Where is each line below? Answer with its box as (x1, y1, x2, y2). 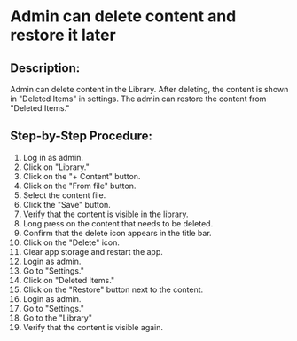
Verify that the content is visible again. (22, 321, 163, 332)
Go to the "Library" (22, 313, 92, 323)
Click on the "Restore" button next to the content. (22, 284, 204, 295)
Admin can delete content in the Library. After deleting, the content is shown (10, 84, 289, 94)
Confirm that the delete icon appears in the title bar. (22, 227, 212, 238)
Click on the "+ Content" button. (22, 170, 141, 181)
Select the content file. (22, 189, 106, 201)
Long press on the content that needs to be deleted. (22, 218, 214, 228)
